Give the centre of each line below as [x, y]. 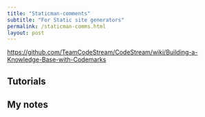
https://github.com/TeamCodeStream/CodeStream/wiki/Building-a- [102, 52]
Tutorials [26, 81]
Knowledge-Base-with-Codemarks [57, 60]
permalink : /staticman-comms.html [57, 26]
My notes [28, 105]
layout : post [26, 33]
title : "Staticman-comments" [49, 13]
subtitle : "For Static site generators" [66, 20]
